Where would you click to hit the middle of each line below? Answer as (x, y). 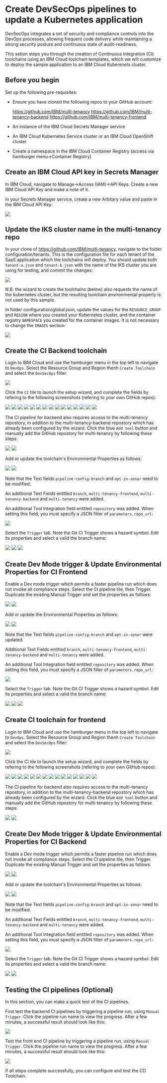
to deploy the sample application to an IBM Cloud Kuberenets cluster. (76, 64)
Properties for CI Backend (46, 842)
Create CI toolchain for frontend (55, 720)
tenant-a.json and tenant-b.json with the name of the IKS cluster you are (81, 265)
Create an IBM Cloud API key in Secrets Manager (82, 172)
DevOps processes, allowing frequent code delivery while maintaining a (79, 39)
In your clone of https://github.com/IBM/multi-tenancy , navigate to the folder (83, 249)
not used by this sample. (30, 300)
